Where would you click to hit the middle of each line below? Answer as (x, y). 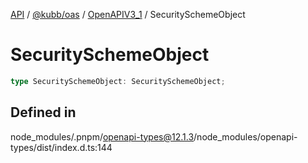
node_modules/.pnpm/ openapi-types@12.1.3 (102, 136)
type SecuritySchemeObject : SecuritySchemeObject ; (118, 81)
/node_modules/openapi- (245, 136)
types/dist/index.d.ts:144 (61, 147)
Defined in (43, 112)
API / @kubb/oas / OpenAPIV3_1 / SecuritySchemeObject (128, 14)
